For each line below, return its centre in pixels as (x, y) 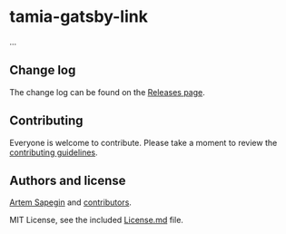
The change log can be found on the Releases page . (108, 92)
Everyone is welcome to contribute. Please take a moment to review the (143, 142)
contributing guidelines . (54, 152)
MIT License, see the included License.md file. (97, 220)
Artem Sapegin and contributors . (70, 202)
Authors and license (68, 180)
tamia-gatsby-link (79, 17)
